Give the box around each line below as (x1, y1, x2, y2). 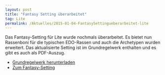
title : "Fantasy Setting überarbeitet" (5, 12, 87, 17)
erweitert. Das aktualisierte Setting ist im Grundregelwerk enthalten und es (5, 45, 157, 50)
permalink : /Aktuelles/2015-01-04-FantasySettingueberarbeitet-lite (5, 21, 149, 26)
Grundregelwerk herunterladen (12, 59, 75, 65)
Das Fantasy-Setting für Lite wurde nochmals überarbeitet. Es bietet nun (5, 34, 152, 40)
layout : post (5, 7, 32, 12)
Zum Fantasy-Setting (12, 65, 55, 71)
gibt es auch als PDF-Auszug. (5, 50, 66, 56)
